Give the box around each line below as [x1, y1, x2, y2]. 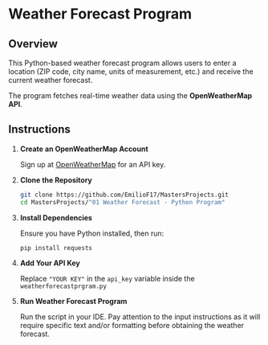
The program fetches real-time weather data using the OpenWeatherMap [8, 91, 253, 101]
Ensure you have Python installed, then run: [19, 228, 164, 238]
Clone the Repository [19, 175, 92, 185]
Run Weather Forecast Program [19, 297, 128, 306]
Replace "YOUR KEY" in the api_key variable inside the [19, 274, 195, 284]
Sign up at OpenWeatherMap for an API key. [19, 159, 166, 169]
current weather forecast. [8, 76, 93, 84]
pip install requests [19, 244, 92, 252]
